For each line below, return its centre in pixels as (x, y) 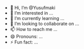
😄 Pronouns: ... (26, 36)
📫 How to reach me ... (34, 29)
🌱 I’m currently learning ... (37, 18)
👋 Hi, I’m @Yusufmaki (33, 8)
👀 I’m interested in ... (32, 13)
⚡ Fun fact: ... (24, 42)
